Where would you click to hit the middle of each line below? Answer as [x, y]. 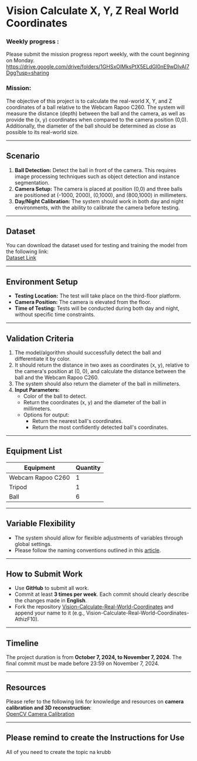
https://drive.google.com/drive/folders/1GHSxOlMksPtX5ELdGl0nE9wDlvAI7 [98, 67]
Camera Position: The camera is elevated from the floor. [83, 302]
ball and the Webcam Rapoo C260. [57, 378]
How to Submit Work [45, 574]
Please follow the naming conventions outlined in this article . [88, 550]
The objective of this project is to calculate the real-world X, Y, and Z [89, 101]
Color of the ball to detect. [55, 396]
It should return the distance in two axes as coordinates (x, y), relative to [102, 365]
